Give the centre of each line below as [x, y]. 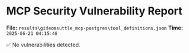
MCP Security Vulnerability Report [94, 11]
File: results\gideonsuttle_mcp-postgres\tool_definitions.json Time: [95, 28]
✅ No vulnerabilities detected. [43, 45]
